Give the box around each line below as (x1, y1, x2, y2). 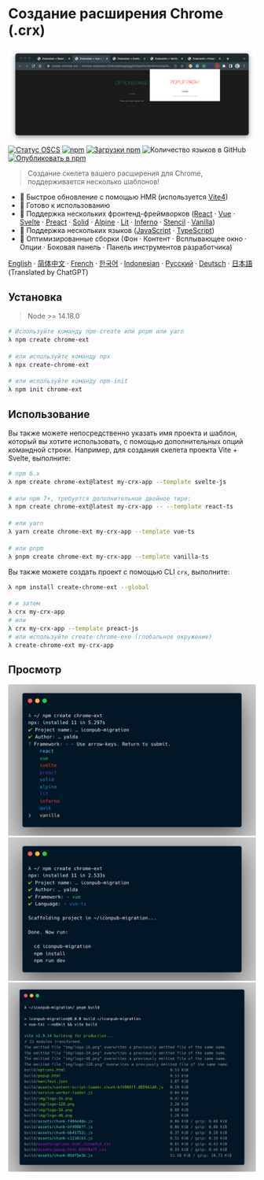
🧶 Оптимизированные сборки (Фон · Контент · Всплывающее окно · (19, 234, 247, 244)
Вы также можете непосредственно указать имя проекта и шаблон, (8, 428, 237, 438)
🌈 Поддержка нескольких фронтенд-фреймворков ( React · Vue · (19, 209, 236, 219)
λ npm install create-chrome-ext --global (8, 583, 149, 591)
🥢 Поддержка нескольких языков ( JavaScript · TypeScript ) (19, 226, 214, 235)
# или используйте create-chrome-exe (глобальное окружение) (8, 633, 213, 641)
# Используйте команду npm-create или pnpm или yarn (8, 327, 185, 335)
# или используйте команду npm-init (8, 377, 128, 386)
